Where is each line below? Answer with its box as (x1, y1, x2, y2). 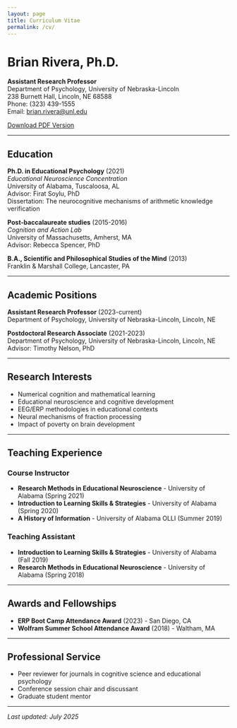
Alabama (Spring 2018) (17, 570, 85, 579)
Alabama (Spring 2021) (17, 492, 85, 500)
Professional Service (7, 651, 101, 663)
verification (7, 204, 40, 213)
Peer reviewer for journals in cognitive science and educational (17, 669, 201, 679)
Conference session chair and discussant (17, 685, 139, 693)
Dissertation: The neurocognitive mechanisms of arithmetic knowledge (7, 197, 213, 206)
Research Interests (7, 371, 92, 383)
